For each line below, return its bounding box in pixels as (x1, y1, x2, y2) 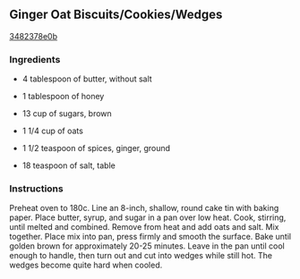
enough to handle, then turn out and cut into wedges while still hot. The (9, 250, 273, 261)
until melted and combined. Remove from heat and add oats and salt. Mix (9, 222, 279, 232)
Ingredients (9, 53, 61, 65)
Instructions (9, 182, 64, 195)
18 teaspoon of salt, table (21, 160, 116, 171)
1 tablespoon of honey (21, 91, 105, 102)
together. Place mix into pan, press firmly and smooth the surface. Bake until (9, 232, 292, 242)
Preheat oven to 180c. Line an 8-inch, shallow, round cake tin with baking (9, 203, 279, 214)
